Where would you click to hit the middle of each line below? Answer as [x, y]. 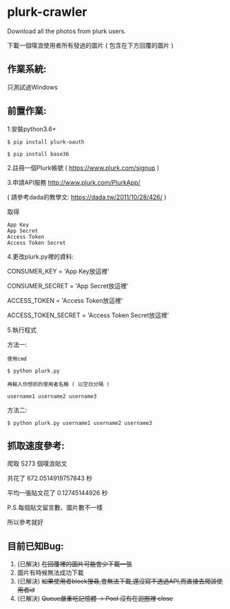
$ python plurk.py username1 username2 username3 [80, 423]
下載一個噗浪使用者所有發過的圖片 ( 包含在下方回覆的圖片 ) [91, 45]
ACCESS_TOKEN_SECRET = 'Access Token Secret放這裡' [88, 315]
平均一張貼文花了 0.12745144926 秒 [57, 493]
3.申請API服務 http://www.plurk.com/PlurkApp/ [74, 182]
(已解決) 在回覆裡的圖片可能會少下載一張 [74, 564]
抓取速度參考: [36, 446]
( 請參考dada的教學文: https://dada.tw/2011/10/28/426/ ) [87, 197]
